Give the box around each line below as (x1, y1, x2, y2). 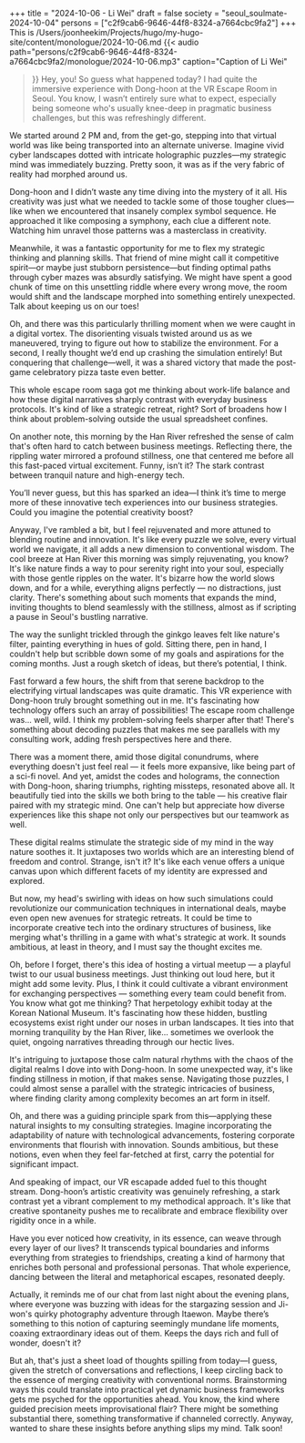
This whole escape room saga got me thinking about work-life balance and (9, 384, 290, 395)
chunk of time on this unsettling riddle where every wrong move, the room (9, 281, 288, 292)
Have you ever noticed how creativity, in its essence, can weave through (9, 1233, 282, 1244)
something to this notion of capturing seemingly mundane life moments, (9, 1318, 280, 1328)
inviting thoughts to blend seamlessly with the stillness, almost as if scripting (9, 602, 297, 613)
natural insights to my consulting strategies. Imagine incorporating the (9, 1120, 272, 1131)
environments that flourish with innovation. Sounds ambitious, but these (9, 1140, 280, 1150)
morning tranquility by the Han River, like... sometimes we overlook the (9, 1027, 275, 1037)
